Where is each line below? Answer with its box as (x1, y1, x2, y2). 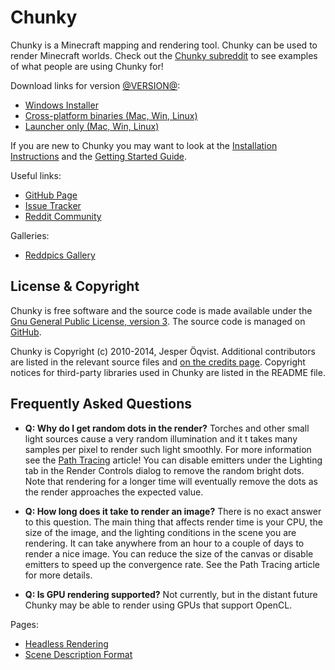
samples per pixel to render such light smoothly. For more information (24, 443, 312, 455)
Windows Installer (24, 99, 99, 111)
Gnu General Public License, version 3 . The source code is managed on (10, 315, 306, 327)
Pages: (10, 618, 39, 630)
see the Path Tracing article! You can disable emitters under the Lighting (24, 454, 323, 466)
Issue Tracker (24, 199, 82, 211)
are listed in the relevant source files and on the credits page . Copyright (10, 356, 306, 368)
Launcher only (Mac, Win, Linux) (24, 120, 160, 132)
